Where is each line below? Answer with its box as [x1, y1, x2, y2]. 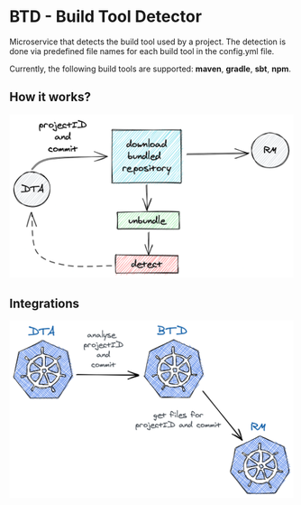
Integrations [9, 295, 79, 311]
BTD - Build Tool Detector [9, 6, 203, 27]
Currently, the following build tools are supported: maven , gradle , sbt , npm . [9, 63, 291, 74]
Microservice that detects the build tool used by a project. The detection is [9, 36, 287, 47]
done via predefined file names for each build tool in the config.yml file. [9, 45, 275, 56]
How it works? [9, 89, 92, 105]
